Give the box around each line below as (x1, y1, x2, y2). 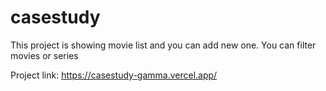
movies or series (10, 49, 79, 61)
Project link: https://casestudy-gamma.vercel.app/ (10, 69, 218, 81)
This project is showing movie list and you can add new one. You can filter (10, 39, 317, 51)
